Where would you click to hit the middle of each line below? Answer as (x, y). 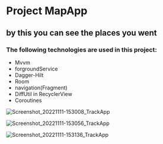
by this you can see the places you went (81, 33)
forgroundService (36, 69)
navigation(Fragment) (41, 88)
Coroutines (28, 100)
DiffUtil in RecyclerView (43, 94)
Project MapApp (47, 11)
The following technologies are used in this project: (81, 50)
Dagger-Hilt (29, 75)
